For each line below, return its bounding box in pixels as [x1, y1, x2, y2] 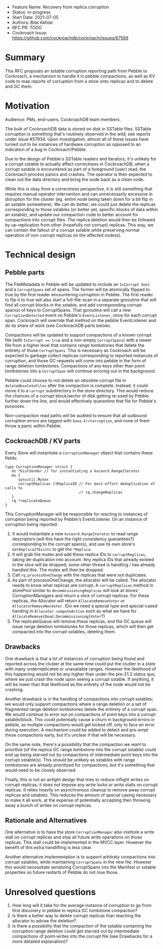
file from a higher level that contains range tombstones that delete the [5, 342, 145, 348]
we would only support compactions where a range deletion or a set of [5, 701, 147, 707]
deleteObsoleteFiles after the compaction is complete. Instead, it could [5, 383, 148, 388]
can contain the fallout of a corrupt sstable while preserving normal [5, 227, 140, 233]
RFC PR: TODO [12, 25, 42, 31]
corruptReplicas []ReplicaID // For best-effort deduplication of [17, 481, 155, 486]
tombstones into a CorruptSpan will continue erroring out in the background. [5, 368, 156, 374]
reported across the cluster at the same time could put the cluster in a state [5, 660, 156, 666]
